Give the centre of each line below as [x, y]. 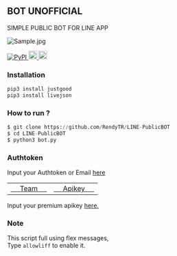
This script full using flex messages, [58, 238]
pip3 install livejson [39, 95]
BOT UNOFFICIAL [45, 11]
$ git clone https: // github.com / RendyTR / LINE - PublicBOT [88, 127]
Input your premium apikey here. [53, 206]
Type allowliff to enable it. [46, 246]
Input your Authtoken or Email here [56, 173]
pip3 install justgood [39, 89]
